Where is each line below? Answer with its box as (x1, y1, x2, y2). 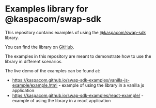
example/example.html (12, 82, 58, 88)
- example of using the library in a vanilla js (58, 82, 144, 88)
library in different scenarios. (5, 58, 63, 64)
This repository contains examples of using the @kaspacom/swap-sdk (5, 29, 146, 35)
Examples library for (5, 3, 88, 14)
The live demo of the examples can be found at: (5, 67, 101, 73)
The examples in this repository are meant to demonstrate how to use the (5, 53, 152, 59)
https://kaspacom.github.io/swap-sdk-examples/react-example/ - (12, 93, 144, 98)
